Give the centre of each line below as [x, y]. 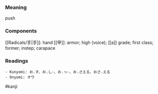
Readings [17, 61]
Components [21, 31]
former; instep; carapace [30, 48]
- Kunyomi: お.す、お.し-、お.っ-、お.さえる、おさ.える [58, 72]
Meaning [16, 7]
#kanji [11, 86]
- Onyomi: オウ [20, 77]
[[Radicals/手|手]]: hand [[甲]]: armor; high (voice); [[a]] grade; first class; [79, 42]
